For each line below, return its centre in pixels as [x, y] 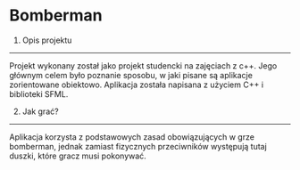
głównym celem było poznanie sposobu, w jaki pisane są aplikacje [131, 75]
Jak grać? [41, 111]
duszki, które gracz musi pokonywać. [78, 156]
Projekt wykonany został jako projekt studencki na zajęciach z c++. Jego [143, 65]
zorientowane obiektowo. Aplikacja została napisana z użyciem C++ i [137, 85]
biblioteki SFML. [39, 93]
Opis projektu [47, 40]
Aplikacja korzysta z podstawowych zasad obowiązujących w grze [132, 137]
